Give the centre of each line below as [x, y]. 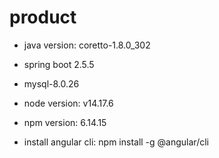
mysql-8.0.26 [51, 83]
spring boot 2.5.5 [59, 64]
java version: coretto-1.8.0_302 [87, 45]
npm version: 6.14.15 [65, 122]
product [43, 17]
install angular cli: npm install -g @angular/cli [116, 142]
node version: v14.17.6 [68, 103]
